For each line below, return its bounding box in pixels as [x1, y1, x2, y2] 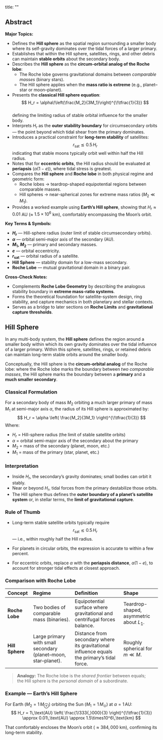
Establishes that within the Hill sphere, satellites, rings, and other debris [12, 50, 155, 56]
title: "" [5, 4, 19, 10]
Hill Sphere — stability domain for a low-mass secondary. [12, 259, 128, 265]
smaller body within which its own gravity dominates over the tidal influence [5, 341, 157, 347]
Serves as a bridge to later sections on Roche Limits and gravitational [12, 304, 153, 310]
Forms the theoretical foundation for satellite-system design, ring [12, 294, 142, 299]
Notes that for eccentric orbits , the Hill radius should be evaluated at [12, 161, 150, 166]
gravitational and [74, 610, 113, 617]
